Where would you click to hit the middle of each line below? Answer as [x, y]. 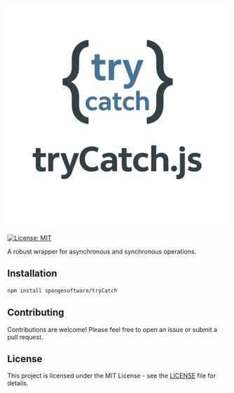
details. [18, 383]
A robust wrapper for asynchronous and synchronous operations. [102, 252]
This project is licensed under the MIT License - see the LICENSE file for [111, 376]
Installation [32, 273]
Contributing [36, 313]
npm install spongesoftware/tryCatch [62, 291]
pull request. [25, 337]
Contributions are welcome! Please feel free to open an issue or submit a [112, 329]
